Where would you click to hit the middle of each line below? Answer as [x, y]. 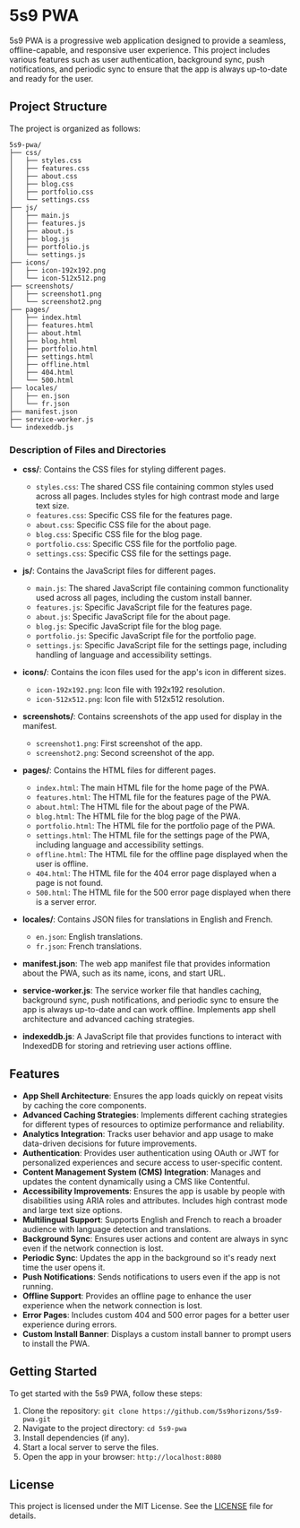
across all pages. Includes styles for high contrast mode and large [157, 496]
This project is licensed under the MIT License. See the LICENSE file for [141, 1506]
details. [23, 1515]
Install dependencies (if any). [76, 1437]
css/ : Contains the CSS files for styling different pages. [124, 469]
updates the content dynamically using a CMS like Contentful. [136, 1181]
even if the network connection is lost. [93, 1248]
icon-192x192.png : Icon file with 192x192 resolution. [130, 690]
